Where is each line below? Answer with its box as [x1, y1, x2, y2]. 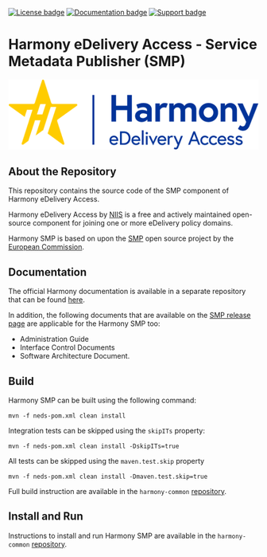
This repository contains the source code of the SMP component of [8, 186, 229, 195]
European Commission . [8, 242, 85, 252]
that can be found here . [8, 295, 86, 304]
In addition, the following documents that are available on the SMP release [8, 311, 252, 320]
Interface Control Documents [19, 343, 115, 352]
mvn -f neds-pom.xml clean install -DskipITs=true [8, 442, 180, 450]
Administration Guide [19, 335, 89, 344]
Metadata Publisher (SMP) [8, 53, 186, 71]
